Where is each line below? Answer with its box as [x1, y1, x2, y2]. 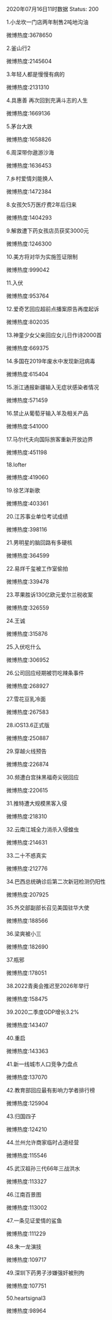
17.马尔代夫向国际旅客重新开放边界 [6, 436, 93, 443]
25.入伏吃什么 [6, 643, 42, 650]
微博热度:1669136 [6, 110, 51, 117]
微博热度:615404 [6, 371, 49, 377]
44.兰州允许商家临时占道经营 [6, 1139, 80, 1146]
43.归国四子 [6, 1113, 37, 1120]
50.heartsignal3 [6, 1294, 46, 1302]
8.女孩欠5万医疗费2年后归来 [6, 201, 77, 208]
